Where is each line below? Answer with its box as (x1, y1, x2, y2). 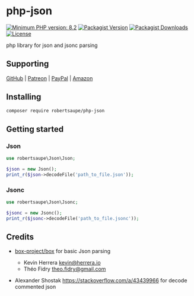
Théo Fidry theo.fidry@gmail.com (23, 266, 106, 273)
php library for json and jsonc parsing (6, 42, 98, 49)
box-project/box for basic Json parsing (14, 248, 111, 255)
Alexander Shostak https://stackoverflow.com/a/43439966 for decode (14, 277, 187, 284)
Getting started (6, 124, 64, 134)
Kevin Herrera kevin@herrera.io (23, 259, 101, 266)
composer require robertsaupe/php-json (6, 108, 105, 114)
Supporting (6, 59, 49, 69)
